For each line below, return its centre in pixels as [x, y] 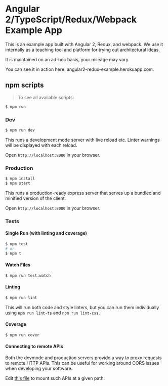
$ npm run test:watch [28, 275]
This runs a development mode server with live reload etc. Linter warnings [83, 140]
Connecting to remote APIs [34, 347]
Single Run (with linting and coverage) [46, 233]
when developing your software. [39, 369]
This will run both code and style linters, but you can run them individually [82, 307]
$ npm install [20, 179]
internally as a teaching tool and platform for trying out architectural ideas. [83, 50]
